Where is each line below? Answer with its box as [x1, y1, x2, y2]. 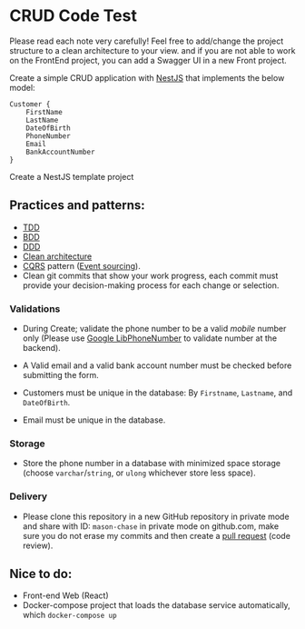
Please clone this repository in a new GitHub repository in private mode [22, 511, 290, 522]
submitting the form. [22, 370, 99, 381]
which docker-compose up [22, 610, 117, 621]
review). [22, 540, 54, 551]
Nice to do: [9, 566, 73, 582]
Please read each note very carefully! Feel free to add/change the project [9, 35, 284, 46]
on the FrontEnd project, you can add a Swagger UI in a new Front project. [9, 55, 288, 65]
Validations [9, 302, 61, 314]
